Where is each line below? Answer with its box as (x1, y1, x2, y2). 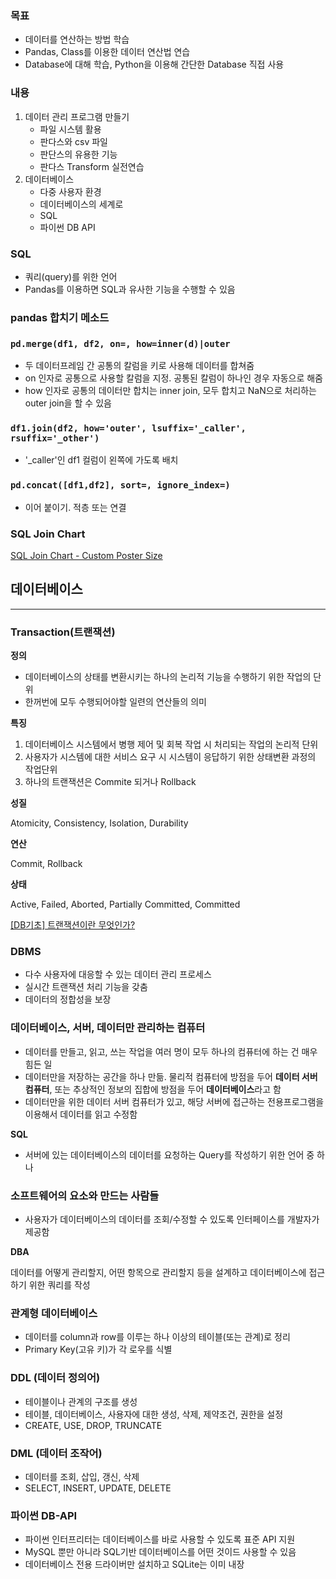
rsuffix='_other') (10, 433, 100, 444)
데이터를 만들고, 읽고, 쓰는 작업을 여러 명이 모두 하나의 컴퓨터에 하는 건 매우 (24, 1045, 318, 1057)
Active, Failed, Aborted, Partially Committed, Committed (10, 898, 241, 911)
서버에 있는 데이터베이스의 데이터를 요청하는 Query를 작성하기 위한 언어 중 (24, 1148, 315, 1161)
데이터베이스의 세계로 (39, 198, 124, 210)
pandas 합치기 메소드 (10, 310, 110, 324)
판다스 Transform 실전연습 (39, 160, 145, 172)
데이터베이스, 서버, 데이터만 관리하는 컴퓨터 (10, 1021, 206, 1035)
